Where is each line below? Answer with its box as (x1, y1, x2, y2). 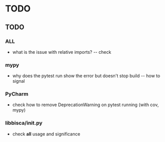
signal (12, 78, 25, 84)
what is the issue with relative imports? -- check (12, 49, 111, 55)
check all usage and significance (12, 131, 81, 137)
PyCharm (5, 91, 28, 98)
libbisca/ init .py (5, 120, 43, 127)
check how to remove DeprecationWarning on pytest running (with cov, (12, 102, 159, 108)
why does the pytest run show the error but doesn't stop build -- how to (12, 73, 161, 79)
